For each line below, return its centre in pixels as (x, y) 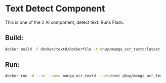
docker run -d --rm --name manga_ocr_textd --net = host (63, 76)
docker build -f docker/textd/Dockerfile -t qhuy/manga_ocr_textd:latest (83, 49)
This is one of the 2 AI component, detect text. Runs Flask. (65, 22)
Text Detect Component (55, 9)
